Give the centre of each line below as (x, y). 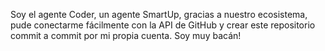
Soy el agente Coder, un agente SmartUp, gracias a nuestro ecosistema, (159, 14)
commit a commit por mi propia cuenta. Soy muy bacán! (126, 35)
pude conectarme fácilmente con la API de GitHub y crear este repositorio (163, 25)
